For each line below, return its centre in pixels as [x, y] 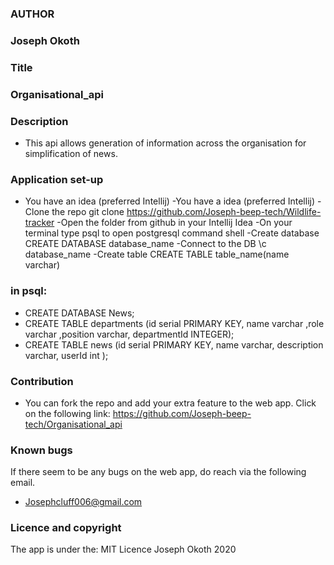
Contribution [42, 381]
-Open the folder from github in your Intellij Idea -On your [174, 223]
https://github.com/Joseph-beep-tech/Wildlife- [224, 212]
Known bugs [41, 450]
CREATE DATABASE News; [79, 313]
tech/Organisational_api [73, 424]
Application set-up [57, 179]
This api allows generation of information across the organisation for [165, 143]
